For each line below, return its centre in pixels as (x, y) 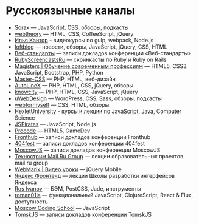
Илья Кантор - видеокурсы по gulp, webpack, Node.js (84, 40)
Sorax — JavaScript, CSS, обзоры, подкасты (72, 27)
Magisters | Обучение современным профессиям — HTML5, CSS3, (101, 66)
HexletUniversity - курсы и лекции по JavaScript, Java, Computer (98, 111)
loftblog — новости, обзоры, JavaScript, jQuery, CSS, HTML (91, 47)
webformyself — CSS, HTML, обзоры (62, 104)
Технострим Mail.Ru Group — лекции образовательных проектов (99, 156)
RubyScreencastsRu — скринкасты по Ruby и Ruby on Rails (90, 59)
